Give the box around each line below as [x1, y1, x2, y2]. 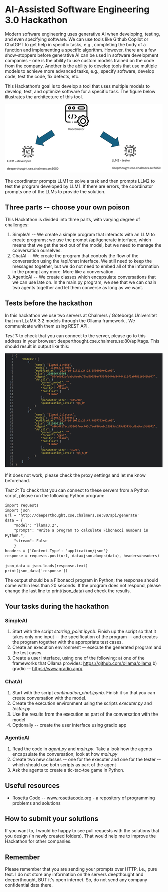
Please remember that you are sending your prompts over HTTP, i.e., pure [5, 866, 157, 872]
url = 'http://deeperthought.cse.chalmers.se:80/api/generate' [5, 513, 140, 518]
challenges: [5, 222, 29, 228]
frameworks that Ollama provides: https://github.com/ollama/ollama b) [12, 660, 157, 666]
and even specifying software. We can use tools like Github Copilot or [5, 36, 149, 42]
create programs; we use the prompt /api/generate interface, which [12, 237, 151, 243]
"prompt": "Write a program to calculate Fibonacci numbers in [14, 528, 149, 533]
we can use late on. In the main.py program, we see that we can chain [12, 279, 156, 285]
